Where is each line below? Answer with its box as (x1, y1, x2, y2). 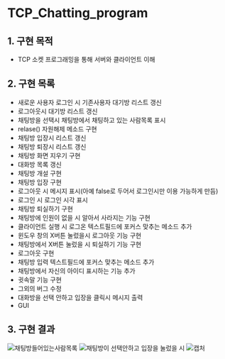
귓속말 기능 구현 (17, 275, 62, 284)
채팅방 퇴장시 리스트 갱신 (17, 142, 87, 150)
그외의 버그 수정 (17, 284, 62, 292)
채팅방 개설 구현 (17, 169, 62, 177)
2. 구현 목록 (7, 78, 55, 90)
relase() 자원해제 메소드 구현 (17, 124, 97, 133)
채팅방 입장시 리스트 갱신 (17, 133, 87, 142)
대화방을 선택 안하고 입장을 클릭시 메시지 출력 (17, 293, 143, 302)
